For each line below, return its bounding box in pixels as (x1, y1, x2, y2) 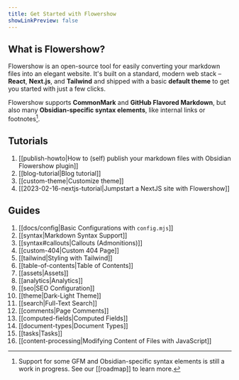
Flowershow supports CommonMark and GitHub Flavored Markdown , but (8, 99, 226, 107)
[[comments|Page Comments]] (18, 306, 109, 315)
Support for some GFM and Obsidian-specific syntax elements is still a (18, 357, 226, 365)
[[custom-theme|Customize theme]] (18, 177, 124, 185)
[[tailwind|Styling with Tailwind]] (18, 253, 113, 262)
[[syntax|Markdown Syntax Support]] (18, 231, 128, 240)
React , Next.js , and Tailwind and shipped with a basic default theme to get (8, 77, 230, 86)
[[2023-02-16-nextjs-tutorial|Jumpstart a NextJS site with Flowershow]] (18, 184, 230, 192)
